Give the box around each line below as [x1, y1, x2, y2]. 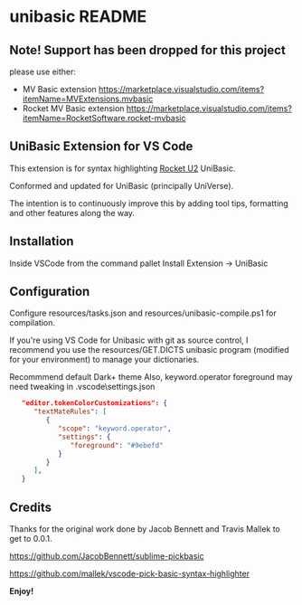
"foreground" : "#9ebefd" [70, 440, 165, 449]
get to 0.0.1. [9, 534, 52, 544]
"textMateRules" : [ [33, 407, 107, 417]
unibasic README [9, 6, 147, 27]
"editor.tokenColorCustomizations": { [21, 399, 168, 408]
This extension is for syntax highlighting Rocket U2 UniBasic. [9, 163, 236, 174]
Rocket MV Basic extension [22, 103, 125, 114]
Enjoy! [9, 586, 34, 596]
